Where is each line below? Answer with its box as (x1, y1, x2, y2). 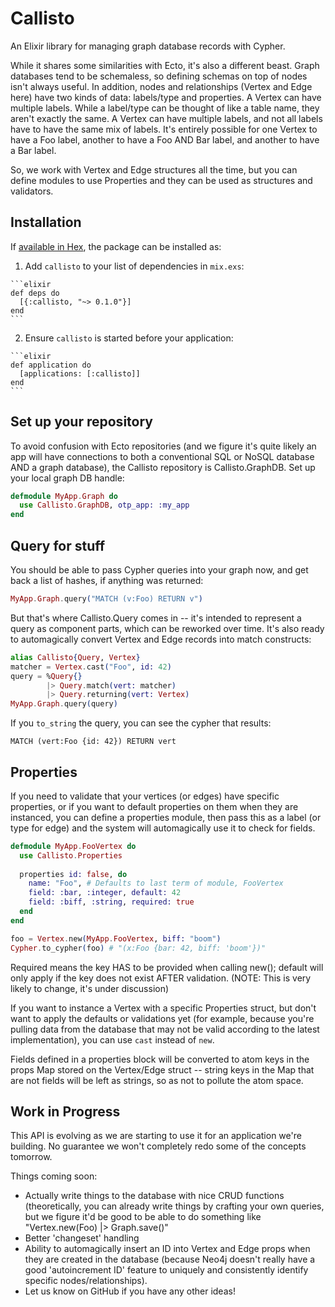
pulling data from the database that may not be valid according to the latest (10, 1023, 320, 1035)
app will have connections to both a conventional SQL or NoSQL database (10, 450, 315, 462)
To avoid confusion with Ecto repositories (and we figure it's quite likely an (10, 440, 317, 452)
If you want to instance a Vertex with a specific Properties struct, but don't (10, 1002, 317, 1014)
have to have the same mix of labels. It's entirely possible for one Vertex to (10, 123, 318, 135)
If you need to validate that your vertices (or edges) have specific (10, 790, 280, 802)
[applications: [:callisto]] (19, 368, 141, 379)
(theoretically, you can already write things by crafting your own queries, (24, 1200, 325, 1212)
